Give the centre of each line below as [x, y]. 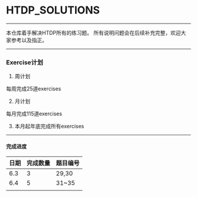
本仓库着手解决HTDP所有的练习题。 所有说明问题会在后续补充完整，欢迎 [94, 32]
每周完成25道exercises [34, 89]
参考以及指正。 [29, 40]
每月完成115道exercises [34, 114]
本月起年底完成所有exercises [49, 126]
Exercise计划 [25, 62]
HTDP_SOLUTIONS [53, 10]
